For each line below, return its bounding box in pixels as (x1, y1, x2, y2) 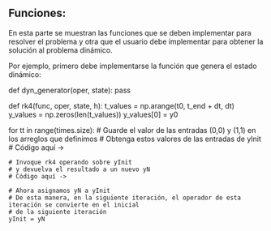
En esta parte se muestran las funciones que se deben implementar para (8, 28, 252, 37)
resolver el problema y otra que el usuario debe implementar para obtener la (8, 36, 264, 46)
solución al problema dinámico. (8, 45, 114, 55)
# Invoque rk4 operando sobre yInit (8, 158, 132, 166)
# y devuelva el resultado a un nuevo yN (8, 165, 151, 173)
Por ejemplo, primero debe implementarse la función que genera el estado (8, 61, 257, 71)
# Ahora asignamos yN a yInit (8, 186, 111, 195)
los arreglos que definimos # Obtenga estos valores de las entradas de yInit (8, 134, 262, 143)
